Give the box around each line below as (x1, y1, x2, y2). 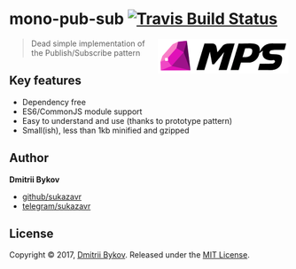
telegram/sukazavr (21, 200, 91, 211)
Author (9, 150, 49, 165)
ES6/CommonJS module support (21, 106, 143, 117)
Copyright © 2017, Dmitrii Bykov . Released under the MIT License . (9, 250, 250, 260)
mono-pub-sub (9, 9, 125, 29)
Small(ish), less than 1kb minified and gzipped (21, 125, 190, 135)
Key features (9, 73, 82, 88)
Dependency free (21, 96, 87, 107)
